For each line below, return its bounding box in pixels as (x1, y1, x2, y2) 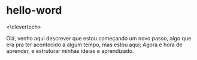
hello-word (6, 4, 62, 17)
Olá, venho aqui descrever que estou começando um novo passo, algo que (6, 34, 192, 42)
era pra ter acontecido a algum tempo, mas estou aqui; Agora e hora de (6, 41, 183, 48)
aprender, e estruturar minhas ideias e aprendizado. (6, 47, 134, 54)
